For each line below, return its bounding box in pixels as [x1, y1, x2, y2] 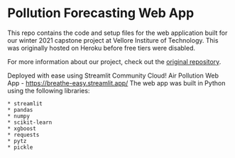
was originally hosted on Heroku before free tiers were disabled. [7, 43, 195, 52]
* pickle [7, 144, 33, 151]
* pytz [7, 137, 27, 144]
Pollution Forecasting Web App [7, 5, 195, 21]
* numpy [7, 112, 31, 120]
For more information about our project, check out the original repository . [7, 57, 222, 65]
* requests [7, 131, 40, 138]
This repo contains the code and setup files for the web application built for [7, 28, 228, 37]
